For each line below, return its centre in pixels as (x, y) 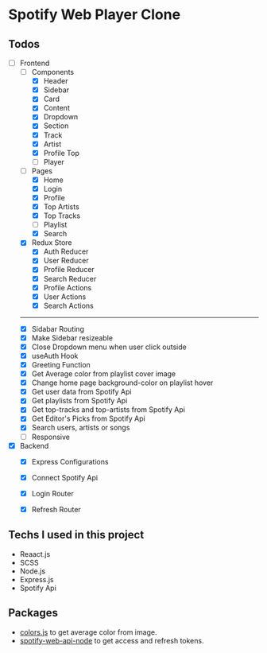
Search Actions (68, 305)
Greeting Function (61, 365)
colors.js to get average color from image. (88, 632)
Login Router (52, 493)
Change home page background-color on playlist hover (122, 383)
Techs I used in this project (76, 535)
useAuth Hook (55, 356)
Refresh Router (56, 509)
